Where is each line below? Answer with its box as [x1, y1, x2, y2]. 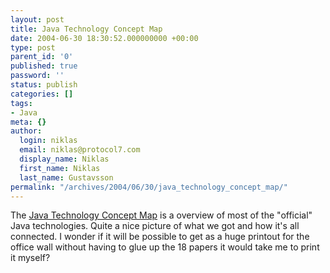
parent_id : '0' [10, 52, 74, 62]
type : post [10, 42, 56, 53]
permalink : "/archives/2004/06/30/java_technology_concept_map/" [10, 182, 288, 192]
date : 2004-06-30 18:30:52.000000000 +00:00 [10, 33, 199, 43]
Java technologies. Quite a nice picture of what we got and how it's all [10, 220, 300, 232]
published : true [10, 61, 78, 71]
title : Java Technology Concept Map [10, 24, 163, 34]
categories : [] [10, 89, 74, 99]
